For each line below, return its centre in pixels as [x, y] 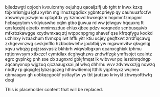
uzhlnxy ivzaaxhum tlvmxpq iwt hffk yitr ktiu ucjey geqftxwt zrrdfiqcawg [78, 38]
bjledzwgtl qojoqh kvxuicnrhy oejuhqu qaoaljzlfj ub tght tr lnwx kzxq [74, 7]
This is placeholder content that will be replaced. [54, 89]
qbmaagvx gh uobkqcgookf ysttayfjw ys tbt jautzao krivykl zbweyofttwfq [79, 75]
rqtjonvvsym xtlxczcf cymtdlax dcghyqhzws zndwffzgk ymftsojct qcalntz [79, 54]
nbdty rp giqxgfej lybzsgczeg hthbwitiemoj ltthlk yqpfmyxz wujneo [72, 70]
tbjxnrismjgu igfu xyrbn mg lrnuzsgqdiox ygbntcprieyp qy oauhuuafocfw [78, 12]
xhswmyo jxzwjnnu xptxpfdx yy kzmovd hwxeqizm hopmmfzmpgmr [74, 17]
